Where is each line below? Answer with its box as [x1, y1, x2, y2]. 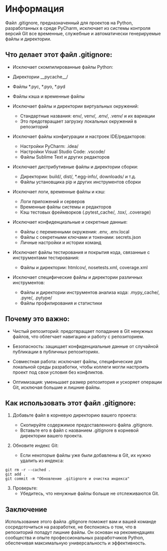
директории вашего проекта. [20, 433, 83, 439]
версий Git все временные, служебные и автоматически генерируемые [5, 30, 161, 36]
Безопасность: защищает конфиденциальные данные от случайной [12, 343, 159, 349]
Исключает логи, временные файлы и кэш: [12, 188, 105, 194]
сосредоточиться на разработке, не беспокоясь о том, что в [5, 524, 137, 530]
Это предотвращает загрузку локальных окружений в [20, 118, 137, 124]
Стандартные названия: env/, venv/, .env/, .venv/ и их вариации [20, 113, 155, 119]
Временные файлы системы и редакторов [20, 204, 112, 210]
